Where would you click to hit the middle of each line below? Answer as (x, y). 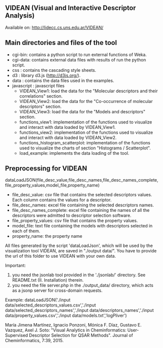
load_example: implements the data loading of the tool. (74, 153)
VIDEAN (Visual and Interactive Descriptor (71, 8)
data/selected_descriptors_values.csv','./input (51, 305)
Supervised (17, 335)
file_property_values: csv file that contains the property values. (75, 221)
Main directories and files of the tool (61, 43)
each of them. (26, 231)
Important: (15, 266)
